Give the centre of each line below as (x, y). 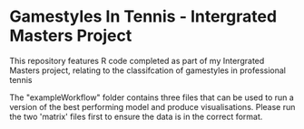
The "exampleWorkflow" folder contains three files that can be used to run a (152, 97)
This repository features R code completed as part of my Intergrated (137, 60)
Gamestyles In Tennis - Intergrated (143, 17)
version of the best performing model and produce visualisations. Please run (152, 106)
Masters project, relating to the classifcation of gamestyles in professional (147, 70)
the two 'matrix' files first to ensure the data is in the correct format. (136, 116)
